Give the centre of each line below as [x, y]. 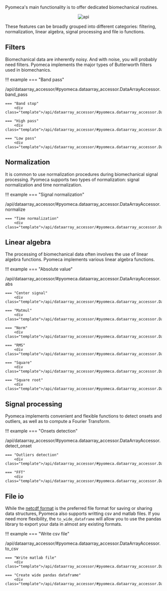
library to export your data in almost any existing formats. [64, 524]
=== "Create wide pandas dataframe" [43, 575]
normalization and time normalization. [44, 185]
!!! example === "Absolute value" [39, 269]
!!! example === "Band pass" [35, 80]
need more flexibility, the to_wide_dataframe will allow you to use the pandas [83, 519]
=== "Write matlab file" [31, 558]
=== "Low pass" [21, 138]
